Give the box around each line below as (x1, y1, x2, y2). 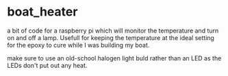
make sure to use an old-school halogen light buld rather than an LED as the (7, 54, 222, 62)
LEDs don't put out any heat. (7, 61, 88, 69)
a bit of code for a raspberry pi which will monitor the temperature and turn (7, 26, 219, 35)
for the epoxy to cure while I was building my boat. (7, 41, 150, 49)
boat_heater (7, 4, 78, 20)
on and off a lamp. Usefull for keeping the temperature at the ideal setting (7, 33, 214, 41)
